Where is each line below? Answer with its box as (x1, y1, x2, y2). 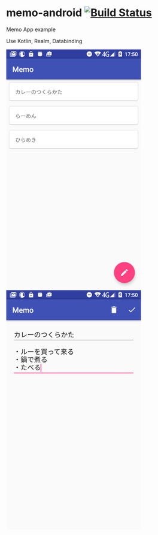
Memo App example (6, 26, 56, 33)
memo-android (6, 6, 83, 20)
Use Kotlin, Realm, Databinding (6, 37, 83, 44)
